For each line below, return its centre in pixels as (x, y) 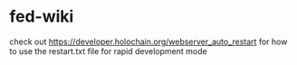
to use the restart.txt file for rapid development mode (108, 51)
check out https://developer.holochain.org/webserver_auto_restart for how (148, 42)
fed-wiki (42, 17)
